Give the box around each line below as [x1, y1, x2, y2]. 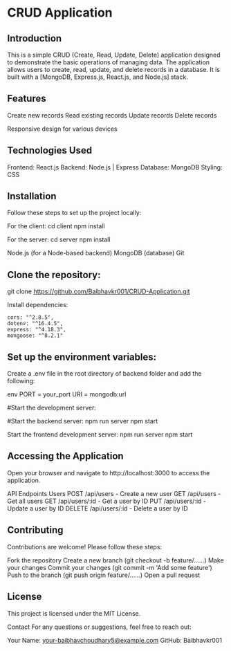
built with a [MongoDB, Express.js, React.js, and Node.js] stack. [7, 73, 188, 81]
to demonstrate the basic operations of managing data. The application [7, 58, 210, 66]
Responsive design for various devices [7, 125, 118, 133]
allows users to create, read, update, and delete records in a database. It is [7, 66, 220, 73]
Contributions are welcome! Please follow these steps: [7, 542, 163, 551]
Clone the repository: [7, 268, 101, 281]
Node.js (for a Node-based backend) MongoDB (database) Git [7, 249, 185, 257]
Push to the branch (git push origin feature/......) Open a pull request [7, 571, 201, 579]
